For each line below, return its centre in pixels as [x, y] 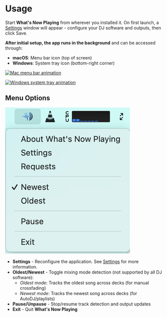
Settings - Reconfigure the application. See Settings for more [75, 261]
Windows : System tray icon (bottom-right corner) [64, 63]
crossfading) [33, 288]
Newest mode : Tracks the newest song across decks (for [79, 293]
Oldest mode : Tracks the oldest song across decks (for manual [84, 283]
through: [14, 48]
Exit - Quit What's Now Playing [45, 309]
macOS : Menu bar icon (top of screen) [52, 57]
